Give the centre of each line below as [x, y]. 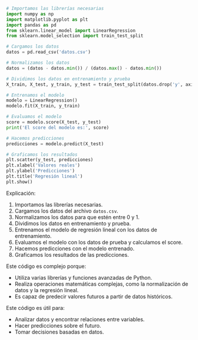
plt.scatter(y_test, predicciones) [50, 160]
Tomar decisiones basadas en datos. [59, 332]
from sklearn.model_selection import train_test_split [75, 36]
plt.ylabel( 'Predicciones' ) [41, 171]
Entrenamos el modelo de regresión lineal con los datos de [86, 230]
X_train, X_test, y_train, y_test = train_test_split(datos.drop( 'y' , [95, 84]
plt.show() [19, 182]
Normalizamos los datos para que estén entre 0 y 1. [77, 217]
